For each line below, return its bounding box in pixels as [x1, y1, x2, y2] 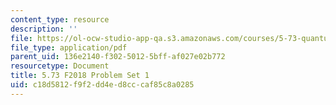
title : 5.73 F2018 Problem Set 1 [10, 71, 150, 81]
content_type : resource [10, 14, 110, 25]
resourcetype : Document [10, 61, 110, 71]
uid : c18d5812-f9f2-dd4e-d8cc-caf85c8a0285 [10, 80, 195, 90]
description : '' [10, 24, 78, 34]
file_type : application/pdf [10, 42, 128, 53]
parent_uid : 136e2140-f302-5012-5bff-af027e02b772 [10, 52, 226, 62]
